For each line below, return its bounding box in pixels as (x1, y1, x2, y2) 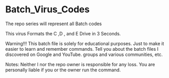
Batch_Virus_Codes (5, 4, 90, 15)
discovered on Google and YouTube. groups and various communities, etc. (5, 51, 163, 57)
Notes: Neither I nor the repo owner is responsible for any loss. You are (5, 61, 155, 67)
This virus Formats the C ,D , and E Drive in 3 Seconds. (5, 30, 121, 36)
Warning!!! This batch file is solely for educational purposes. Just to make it (5, 40, 164, 47)
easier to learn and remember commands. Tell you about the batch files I (5, 46, 159, 52)
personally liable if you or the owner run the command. (5, 67, 121, 73)
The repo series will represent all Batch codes (5, 21, 102, 27)
